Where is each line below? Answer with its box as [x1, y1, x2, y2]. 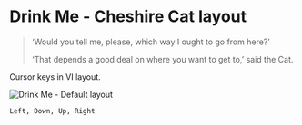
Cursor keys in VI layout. [9, 71, 102, 82]
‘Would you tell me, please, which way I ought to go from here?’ [31, 36, 270, 47]
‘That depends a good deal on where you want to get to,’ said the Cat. [31, 53, 294, 64]
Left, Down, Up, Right [9, 106, 96, 115]
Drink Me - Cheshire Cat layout [9, 6, 247, 27]
